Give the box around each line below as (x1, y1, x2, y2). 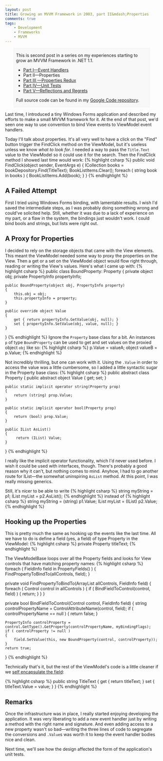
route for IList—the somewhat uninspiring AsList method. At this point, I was (5, 473, 158, 479)
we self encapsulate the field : (5, 669, 64, 675)
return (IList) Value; (16, 435, 62, 440)
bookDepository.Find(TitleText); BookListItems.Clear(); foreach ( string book (5, 167, 157, 173)
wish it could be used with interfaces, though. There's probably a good (5, 463, 147, 469)
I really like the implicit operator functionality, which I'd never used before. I (5, 457, 156, 464)
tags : (5, 21, 16, 26)
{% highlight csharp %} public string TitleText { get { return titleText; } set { (5, 679, 155, 684)
